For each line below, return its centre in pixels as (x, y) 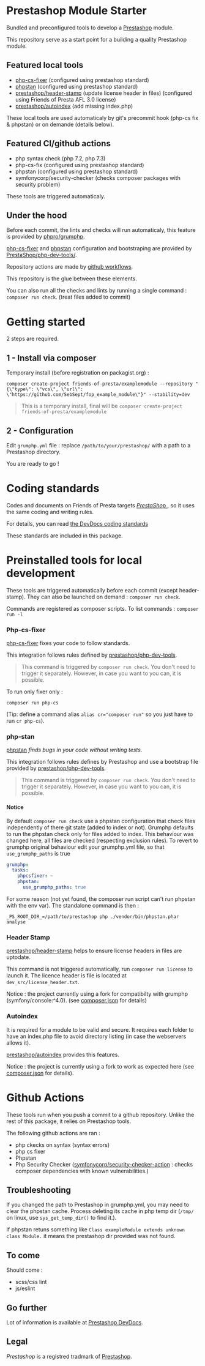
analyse (16, 922)
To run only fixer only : (35, 692)
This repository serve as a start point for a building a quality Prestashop (97, 39)
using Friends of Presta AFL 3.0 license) (65, 99)
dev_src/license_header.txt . (43, 982)
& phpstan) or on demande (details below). (60, 124)
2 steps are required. (33, 339)
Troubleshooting (39, 1190)
